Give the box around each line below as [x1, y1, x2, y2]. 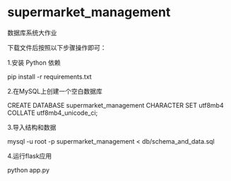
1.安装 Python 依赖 [7, 58, 61, 67]
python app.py [7, 166, 50, 174]
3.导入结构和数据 [7, 123, 57, 131]
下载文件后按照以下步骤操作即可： [7, 43, 107, 51]
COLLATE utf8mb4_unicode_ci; [7, 108, 98, 117]
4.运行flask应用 [7, 151, 52, 160]
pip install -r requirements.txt [7, 72, 92, 81]
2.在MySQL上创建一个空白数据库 [7, 87, 102, 95]
